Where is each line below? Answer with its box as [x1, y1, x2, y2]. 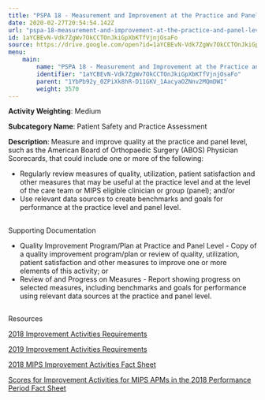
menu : [8, 48, 26, 56]
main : [22, 56, 41, 64]
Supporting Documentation [8, 226, 96, 235]
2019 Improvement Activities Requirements [8, 345, 147, 354]
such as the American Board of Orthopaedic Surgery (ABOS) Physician [8, 145, 238, 155]
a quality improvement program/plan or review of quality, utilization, [19, 249, 240, 259]
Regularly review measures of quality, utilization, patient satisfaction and [19, 169, 256, 178]
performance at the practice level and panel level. [19, 203, 181, 212]
